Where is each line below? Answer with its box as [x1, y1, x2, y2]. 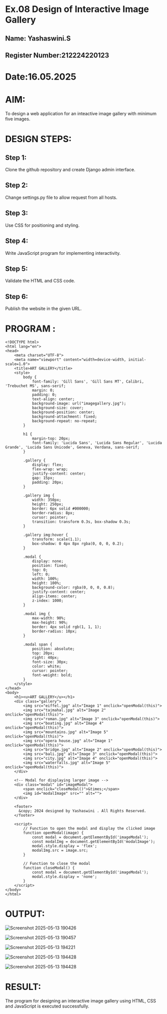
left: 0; [31, 572, 50, 577]
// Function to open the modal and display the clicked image [23, 826, 155, 831]
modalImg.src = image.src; [31, 848, 88, 853]
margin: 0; [31, 388, 55, 393]
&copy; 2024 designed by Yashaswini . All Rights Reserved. [18, 809, 146, 814]
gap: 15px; [31, 476, 55, 481]
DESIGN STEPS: [5, 134, 72, 145]
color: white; [31, 664, 61, 669]
